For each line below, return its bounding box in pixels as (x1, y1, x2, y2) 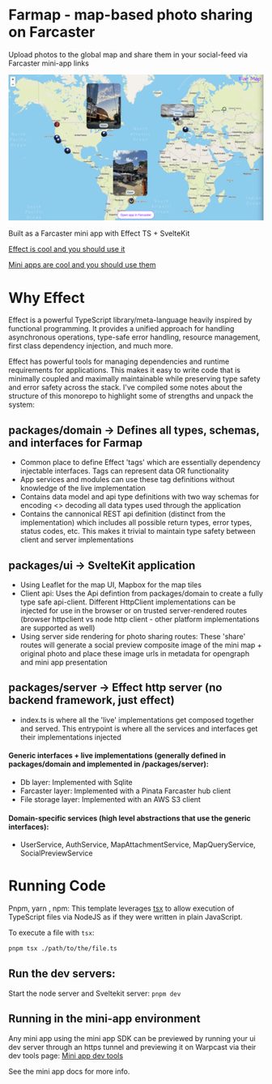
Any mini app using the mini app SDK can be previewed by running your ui (8, 1033, 257, 1043)
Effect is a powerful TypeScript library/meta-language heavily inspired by (8, 315, 253, 325)
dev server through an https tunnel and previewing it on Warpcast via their (8, 1042, 257, 1052)
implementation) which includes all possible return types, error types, (19, 518, 253, 527)
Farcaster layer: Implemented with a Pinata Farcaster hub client (19, 786, 232, 796)
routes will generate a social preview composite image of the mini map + (19, 640, 262, 650)
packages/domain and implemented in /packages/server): (8, 759, 209, 769)
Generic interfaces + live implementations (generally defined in (8, 751, 227, 761)
